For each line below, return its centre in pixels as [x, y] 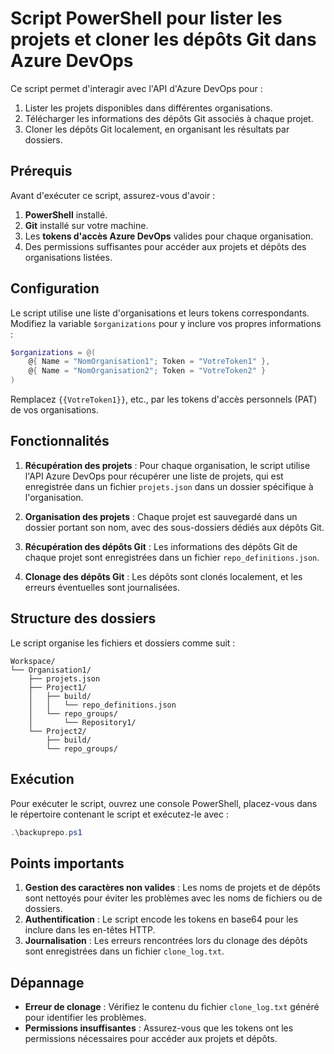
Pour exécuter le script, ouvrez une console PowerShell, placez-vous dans [164, 803]
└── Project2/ [57, 731]
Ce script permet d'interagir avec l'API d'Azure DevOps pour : [136, 88]
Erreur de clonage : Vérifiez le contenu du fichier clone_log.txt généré [172, 1006]
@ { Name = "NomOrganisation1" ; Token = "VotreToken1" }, [149, 362]
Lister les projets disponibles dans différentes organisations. [148, 108]
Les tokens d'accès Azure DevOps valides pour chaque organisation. [169, 236]
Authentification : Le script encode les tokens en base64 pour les [161, 919]
